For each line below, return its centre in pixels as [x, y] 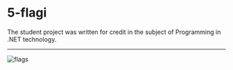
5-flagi [27, 13]
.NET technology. [32, 39]
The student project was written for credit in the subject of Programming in [114, 32]
